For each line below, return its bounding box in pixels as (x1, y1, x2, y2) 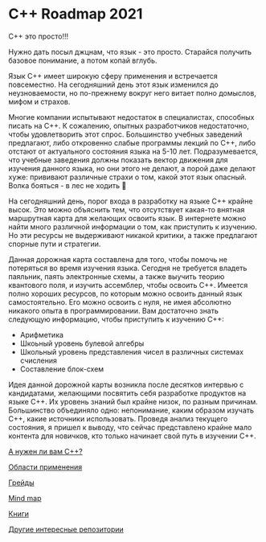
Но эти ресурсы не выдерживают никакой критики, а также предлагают (8, 230, 258, 240)
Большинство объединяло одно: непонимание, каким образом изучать (8, 405, 255, 415)
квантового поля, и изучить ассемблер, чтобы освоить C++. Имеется (8, 280, 248, 289)
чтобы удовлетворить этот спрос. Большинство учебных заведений (8, 129, 243, 139)
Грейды (8, 478, 35, 487)
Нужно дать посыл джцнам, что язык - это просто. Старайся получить (8, 47, 252, 56)
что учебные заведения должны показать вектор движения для (8, 154, 228, 165)
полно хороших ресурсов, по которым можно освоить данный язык (8, 289, 243, 298)
